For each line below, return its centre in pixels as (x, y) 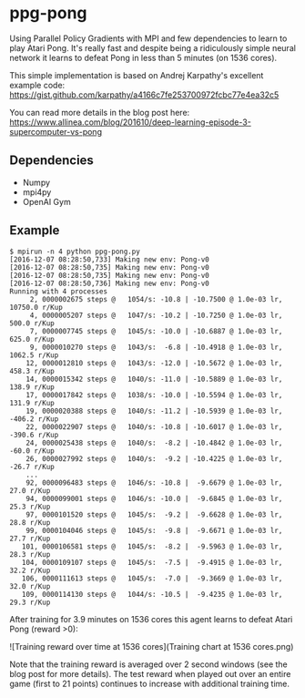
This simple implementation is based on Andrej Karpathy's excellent (137, 75)
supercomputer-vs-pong (56, 131)
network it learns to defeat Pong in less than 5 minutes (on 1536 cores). (143, 57)
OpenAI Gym (46, 201)
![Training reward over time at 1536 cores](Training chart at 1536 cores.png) (152, 646)
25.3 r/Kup (30, 507)
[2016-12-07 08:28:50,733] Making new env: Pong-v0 (109, 259)
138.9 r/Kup (32, 387)
